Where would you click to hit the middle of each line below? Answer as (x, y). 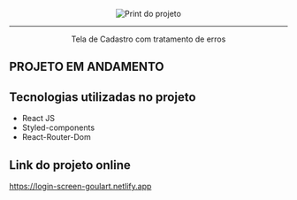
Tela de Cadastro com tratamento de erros (148, 39)
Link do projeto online (70, 165)
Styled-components (58, 127)
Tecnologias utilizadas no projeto (103, 97)
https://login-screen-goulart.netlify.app (80, 187)
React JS (38, 119)
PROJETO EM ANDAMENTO (87, 67)
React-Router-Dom (56, 137)
